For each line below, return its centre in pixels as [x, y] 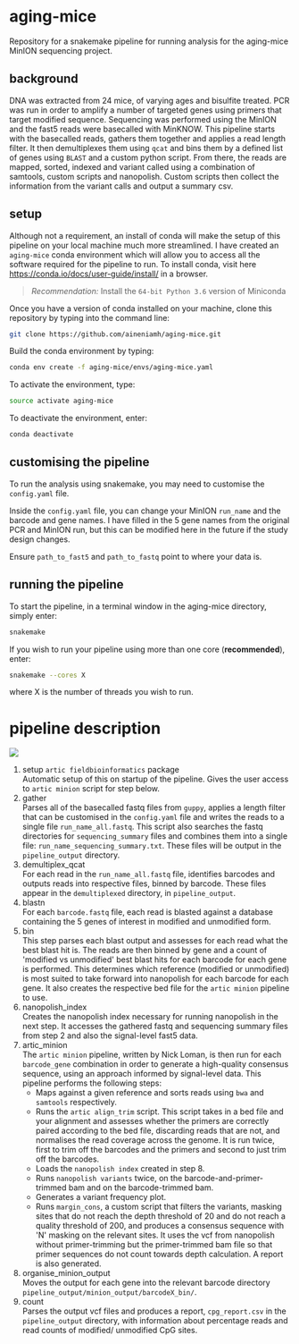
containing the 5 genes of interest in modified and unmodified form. [146, 922]
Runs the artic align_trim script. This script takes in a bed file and [159, 1112]
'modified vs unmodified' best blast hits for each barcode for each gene [154, 959]
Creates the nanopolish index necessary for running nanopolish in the [150, 1017]
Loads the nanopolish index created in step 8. [120, 1169]
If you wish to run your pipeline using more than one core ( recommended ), [147, 649]
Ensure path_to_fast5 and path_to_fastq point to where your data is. [136, 556]
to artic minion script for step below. [91, 789]
